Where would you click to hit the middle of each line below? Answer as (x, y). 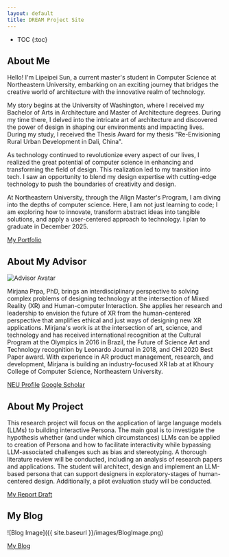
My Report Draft (30, 494)
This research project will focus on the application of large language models (114, 423)
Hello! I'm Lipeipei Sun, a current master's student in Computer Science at (112, 78)
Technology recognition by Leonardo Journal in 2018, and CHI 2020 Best (110, 350)
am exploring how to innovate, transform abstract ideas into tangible (104, 212)
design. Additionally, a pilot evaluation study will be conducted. (123, 481)
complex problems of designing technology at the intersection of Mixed (108, 298)
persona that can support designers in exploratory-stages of (112, 473)
